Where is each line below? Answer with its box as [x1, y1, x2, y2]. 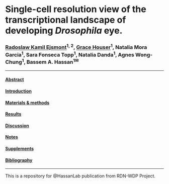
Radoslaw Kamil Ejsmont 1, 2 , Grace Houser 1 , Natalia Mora [5, 43, 147, 51]
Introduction [5, 88, 32, 94]
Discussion [5, 122, 29, 129]
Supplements [5, 146, 34, 151]
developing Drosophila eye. [5, 25, 123, 36]
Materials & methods [5, 100, 50, 106]
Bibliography [5, 157, 33, 163]
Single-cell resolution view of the [5, 4, 147, 15]
